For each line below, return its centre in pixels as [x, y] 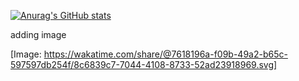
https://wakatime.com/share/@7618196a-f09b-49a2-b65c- [165, 54]
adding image [38, 34]
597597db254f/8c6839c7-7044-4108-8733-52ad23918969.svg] [144, 64]
